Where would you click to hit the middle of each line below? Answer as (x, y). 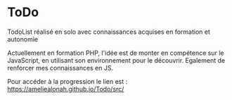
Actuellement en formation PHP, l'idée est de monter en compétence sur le (116, 53)
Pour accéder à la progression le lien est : (67, 81)
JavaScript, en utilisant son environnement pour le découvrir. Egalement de (116, 60)
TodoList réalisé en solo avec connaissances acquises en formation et (109, 32)
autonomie (23, 39)
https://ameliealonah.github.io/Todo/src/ (66, 89)
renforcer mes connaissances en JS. (60, 68)
